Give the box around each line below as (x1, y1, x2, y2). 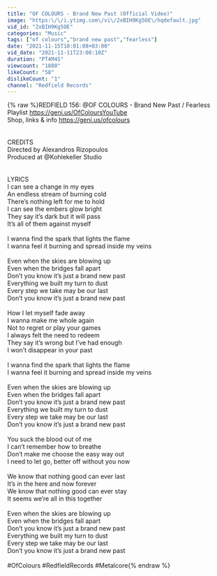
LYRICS (7, 175, 29, 184)
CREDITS (7, 138, 33, 147)
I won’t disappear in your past (7, 346, 93, 354)
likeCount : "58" (7, 69, 54, 75)
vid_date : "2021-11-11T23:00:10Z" (7, 50, 108, 57)
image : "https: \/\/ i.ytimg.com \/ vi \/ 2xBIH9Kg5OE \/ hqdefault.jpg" (7, 17, 201, 24)
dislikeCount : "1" (7, 75, 61, 82)
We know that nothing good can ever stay (7, 487, 128, 496)
